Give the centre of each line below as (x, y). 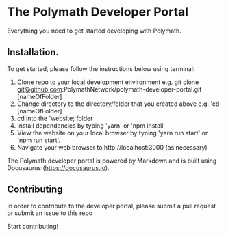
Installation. (33, 52)
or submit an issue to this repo (50, 213)
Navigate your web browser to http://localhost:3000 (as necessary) (112, 147)
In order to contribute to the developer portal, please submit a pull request (112, 206)
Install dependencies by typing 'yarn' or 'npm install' (91, 125)
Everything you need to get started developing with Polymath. (94, 31)
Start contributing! (33, 226)
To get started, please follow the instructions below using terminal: (101, 68)
